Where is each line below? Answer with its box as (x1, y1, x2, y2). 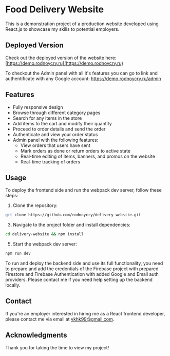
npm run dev (5, 251, 31, 256)
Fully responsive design (12, 104, 63, 110)
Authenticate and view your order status (12, 131, 98, 137)
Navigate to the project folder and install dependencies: (12, 222, 131, 228)
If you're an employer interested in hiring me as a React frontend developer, (5, 310, 165, 316)
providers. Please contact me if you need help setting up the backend (5, 276, 153, 283)
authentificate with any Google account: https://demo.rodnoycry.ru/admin (5, 76, 161, 82)
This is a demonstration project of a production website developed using (5, 21, 159, 27)
